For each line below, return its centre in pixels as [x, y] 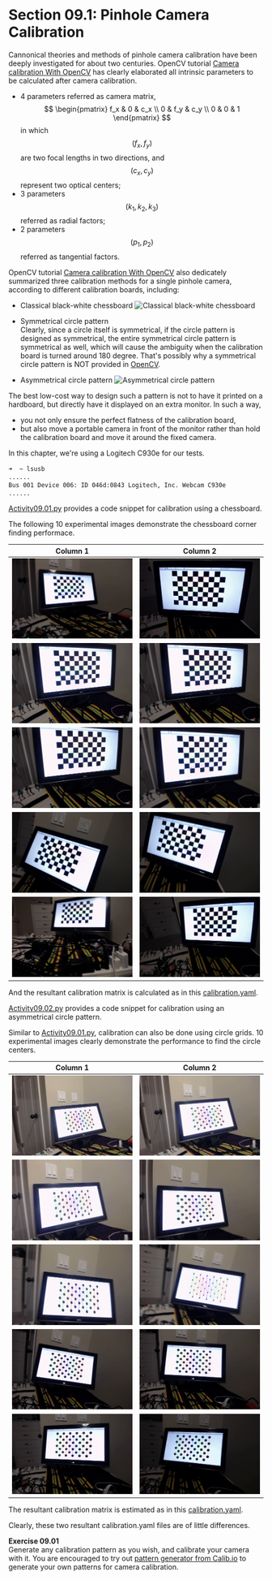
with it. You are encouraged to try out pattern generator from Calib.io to [127, 1558]
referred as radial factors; [63, 221]
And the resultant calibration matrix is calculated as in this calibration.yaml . [133, 992]
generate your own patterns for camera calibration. [93, 1567]
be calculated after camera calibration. [73, 80]
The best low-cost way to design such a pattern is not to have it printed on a [136, 396]
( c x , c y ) [142, 171]
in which [34, 130]
